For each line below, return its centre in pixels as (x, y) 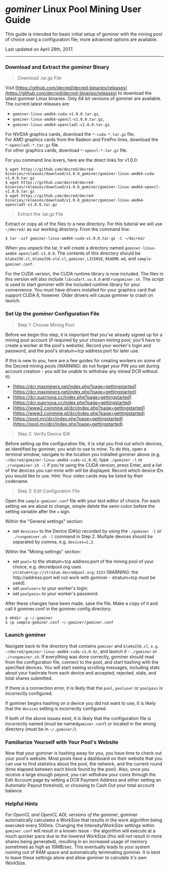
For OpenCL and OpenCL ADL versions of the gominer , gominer (71, 815)
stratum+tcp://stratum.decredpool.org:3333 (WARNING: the (75, 572)
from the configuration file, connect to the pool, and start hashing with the (82, 662)
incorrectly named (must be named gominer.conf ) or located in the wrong (80, 723)
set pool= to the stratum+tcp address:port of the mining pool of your (83, 561)
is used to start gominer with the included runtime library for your (73, 284)
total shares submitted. (29, 678)
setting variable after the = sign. (38, 511)
